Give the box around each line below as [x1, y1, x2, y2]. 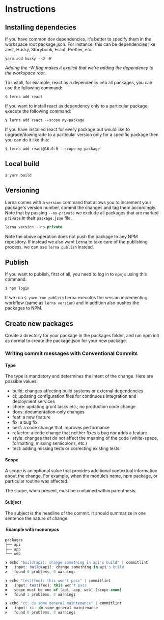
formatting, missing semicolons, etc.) [12, 440, 87, 447]
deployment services [12, 398, 55, 405]
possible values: [5, 379, 38, 384]
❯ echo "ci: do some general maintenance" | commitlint [5, 601, 122, 606]
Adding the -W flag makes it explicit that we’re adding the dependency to [5, 65, 154, 70]
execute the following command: [5, 108, 71, 114]
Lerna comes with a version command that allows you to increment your [5, 199, 152, 205]
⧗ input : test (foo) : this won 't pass [5, 583, 87, 587]
